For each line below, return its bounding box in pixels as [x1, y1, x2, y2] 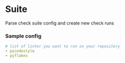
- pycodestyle [5, 48, 35, 53]
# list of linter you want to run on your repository [5, 44, 120, 49]
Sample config [5, 32, 42, 39]
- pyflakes [5, 53, 28, 58]
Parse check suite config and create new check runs [5, 20, 114, 26]
